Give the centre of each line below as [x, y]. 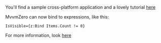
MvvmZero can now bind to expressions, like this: [57, 17]
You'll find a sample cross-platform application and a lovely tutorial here [80, 7]
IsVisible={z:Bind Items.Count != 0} [45, 26]
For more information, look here [38, 35]
